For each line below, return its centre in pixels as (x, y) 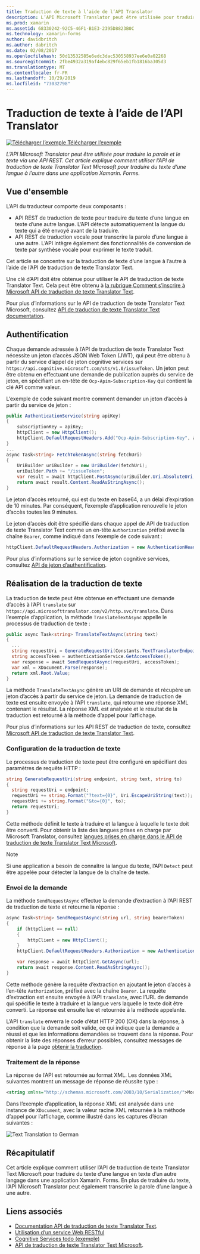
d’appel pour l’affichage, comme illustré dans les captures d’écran (87, 1117)
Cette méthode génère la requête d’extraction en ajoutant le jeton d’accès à (99, 984)
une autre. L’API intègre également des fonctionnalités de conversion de (103, 243)
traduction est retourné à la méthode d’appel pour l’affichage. (81, 715)
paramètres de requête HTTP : (44, 768)
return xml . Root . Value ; (41, 673)
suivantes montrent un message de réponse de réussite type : (82, 1082)
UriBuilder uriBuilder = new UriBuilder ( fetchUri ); (82, 466)
